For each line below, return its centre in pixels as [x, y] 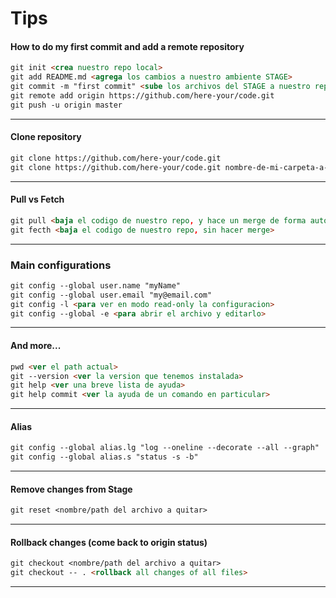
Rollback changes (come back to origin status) [109, 542]
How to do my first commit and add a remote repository [127, 46]
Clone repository [46, 137]
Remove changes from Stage [71, 489]
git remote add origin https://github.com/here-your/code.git [142, 96]
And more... [36, 346]
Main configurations [61, 265]
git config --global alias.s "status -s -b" [104, 457]
